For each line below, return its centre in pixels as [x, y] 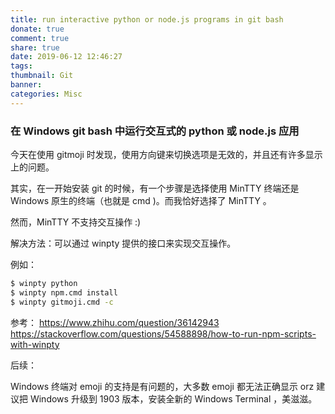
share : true [35, 47]
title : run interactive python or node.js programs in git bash [147, 19]
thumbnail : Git [42, 76]
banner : [26, 85]
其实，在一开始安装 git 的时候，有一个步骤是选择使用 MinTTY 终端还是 [155, 188]
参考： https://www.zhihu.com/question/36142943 [115, 322]
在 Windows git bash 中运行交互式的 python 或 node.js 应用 [155, 131]
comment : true [40, 38]
